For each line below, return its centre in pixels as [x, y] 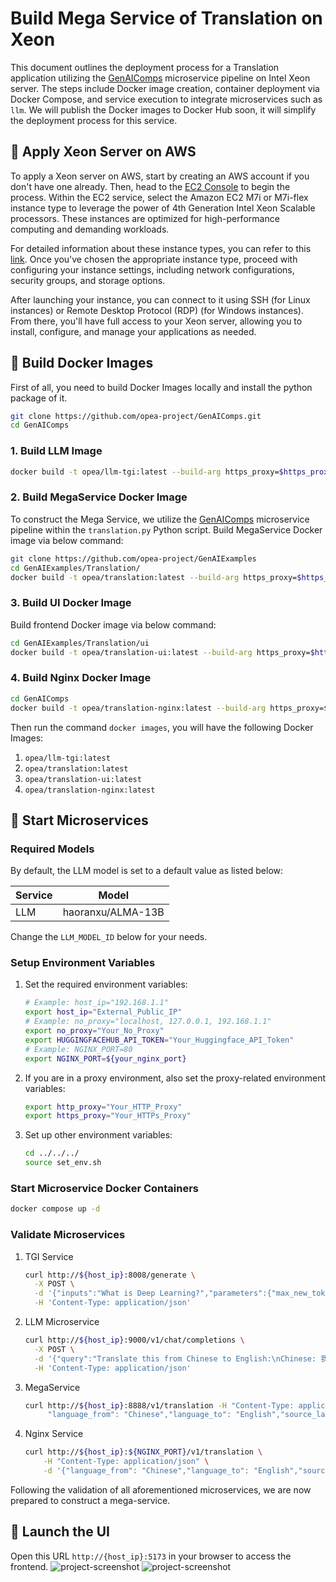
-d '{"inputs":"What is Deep [95, 1293]
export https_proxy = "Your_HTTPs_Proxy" [108, 1116]
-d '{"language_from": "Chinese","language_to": [146, 1471]
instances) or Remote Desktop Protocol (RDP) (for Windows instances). [157, 310]
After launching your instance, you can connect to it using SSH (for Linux [160, 299]
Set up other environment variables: [98, 1135]
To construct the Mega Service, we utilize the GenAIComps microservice [160, 519]
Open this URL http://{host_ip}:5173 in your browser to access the [151, 1556]
